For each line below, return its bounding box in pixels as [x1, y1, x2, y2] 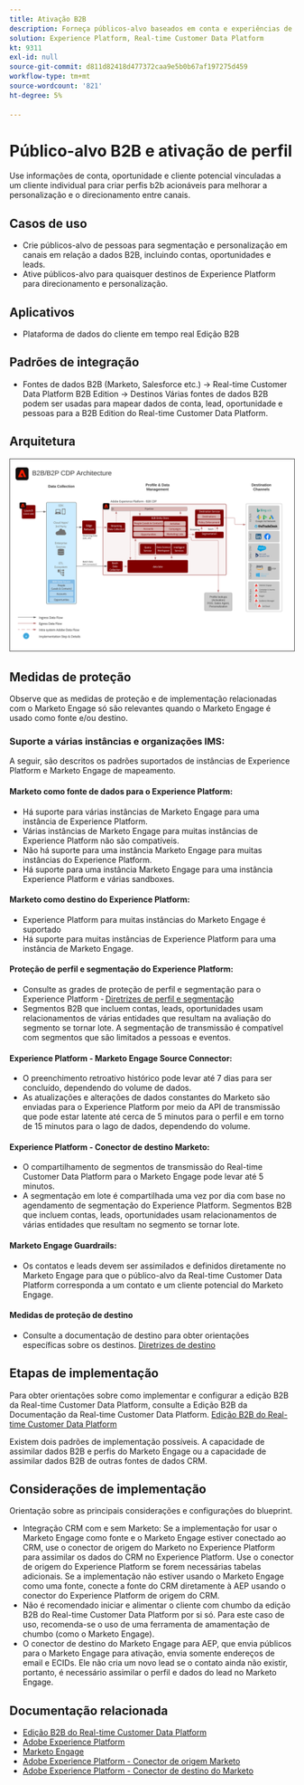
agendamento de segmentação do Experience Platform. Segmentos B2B [22, 1200, 292, 1211]
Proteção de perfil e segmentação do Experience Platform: [9, 964, 235, 974]
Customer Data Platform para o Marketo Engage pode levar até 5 [22, 1172, 264, 1182]
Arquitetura [9, 434, 76, 450]
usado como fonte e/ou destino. [9, 713, 129, 724]
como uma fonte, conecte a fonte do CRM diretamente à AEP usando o [22, 1581, 286, 1591]
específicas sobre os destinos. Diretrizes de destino [22, 1339, 216, 1350]
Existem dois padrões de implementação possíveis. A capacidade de [9, 1436, 265, 1447]
